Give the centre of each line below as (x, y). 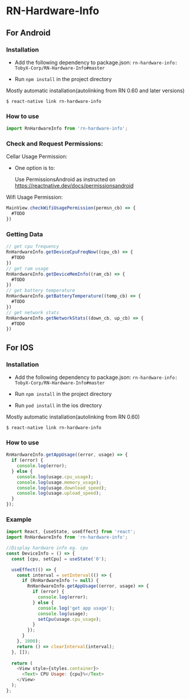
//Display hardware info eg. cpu (47, 548)
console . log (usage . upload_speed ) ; (59, 493)
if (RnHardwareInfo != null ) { (60, 581)
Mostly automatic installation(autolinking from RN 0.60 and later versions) (95, 91)
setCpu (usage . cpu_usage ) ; (69, 619)
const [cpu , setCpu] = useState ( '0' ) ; (59, 559)
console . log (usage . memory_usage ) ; (59, 482)
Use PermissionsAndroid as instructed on (65, 179)
